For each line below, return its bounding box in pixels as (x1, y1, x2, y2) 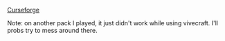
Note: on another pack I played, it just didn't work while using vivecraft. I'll (7, 19, 219, 27)
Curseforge (7, 6, 40, 14)
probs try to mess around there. (7, 27, 98, 34)
